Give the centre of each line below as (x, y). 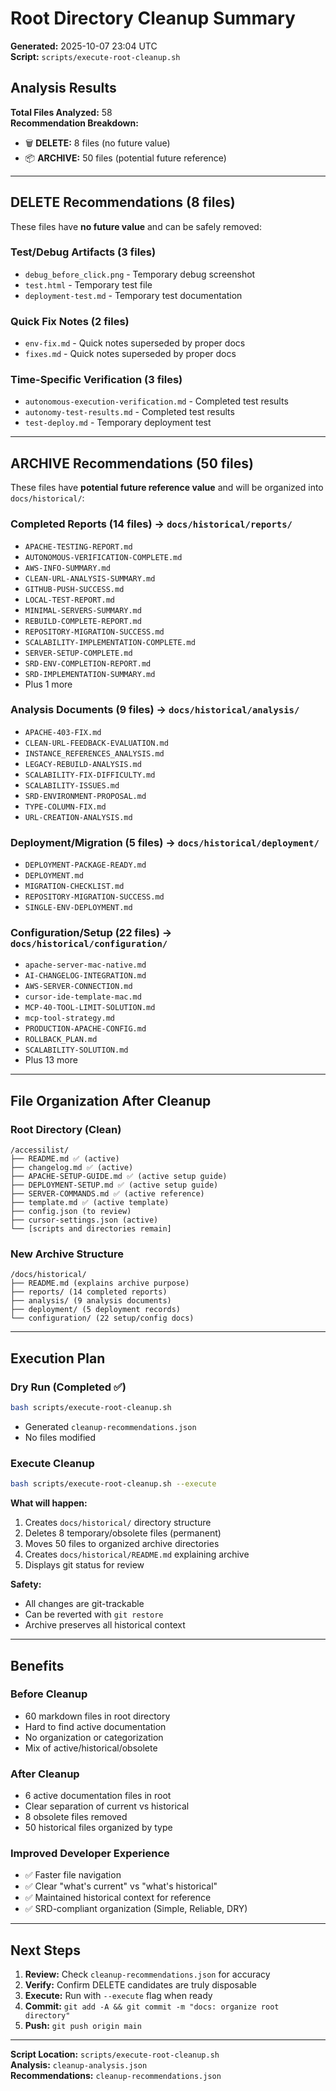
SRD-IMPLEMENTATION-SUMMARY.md (90, 674)
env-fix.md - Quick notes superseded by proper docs (135, 343)
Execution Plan (58, 1358)
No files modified (60, 1437)
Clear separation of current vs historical (107, 1806)
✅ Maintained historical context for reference (118, 1898)
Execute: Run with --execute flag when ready (118, 1996)
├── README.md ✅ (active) (65, 1159)
